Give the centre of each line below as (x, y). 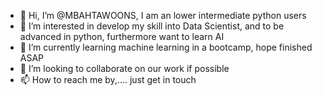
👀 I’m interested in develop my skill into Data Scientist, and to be (152, 26)
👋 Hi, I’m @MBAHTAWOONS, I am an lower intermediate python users (163, 15)
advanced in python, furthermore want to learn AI (122, 36)
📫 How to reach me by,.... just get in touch (108, 79)
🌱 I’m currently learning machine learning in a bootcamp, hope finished (166, 47)
